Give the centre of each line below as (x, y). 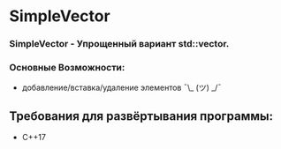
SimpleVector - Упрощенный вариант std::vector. (119, 44)
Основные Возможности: (67, 68)
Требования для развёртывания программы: (141, 116)
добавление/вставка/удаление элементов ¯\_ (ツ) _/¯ (122, 88)
